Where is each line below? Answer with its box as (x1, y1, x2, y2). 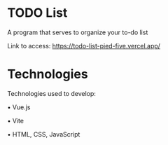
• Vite (7, 116, 24, 125)
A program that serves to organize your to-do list (7, 28, 148, 36)
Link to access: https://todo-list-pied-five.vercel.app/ (7, 41, 161, 50)
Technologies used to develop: (7, 89, 97, 97)
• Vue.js (7, 103, 31, 111)
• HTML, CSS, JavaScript (7, 130, 80, 138)
